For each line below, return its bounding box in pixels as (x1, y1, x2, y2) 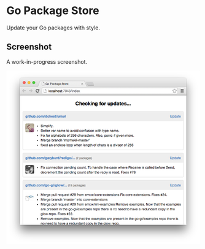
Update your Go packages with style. (6, 24, 100, 31)
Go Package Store (6, 4, 99, 18)
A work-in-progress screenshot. (6, 58, 88, 65)
